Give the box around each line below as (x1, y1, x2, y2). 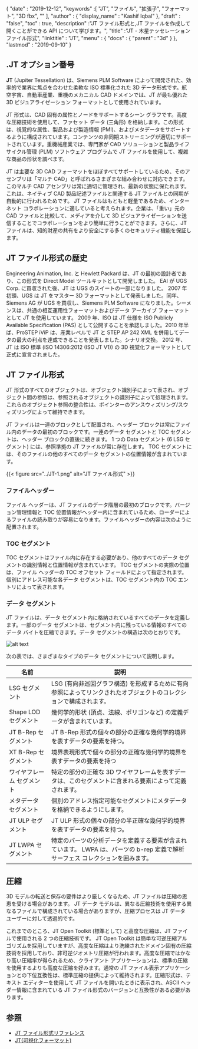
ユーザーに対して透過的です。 (6, 915, 78, 922)
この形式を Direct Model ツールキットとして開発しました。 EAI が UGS (16, 277, 187, 284)
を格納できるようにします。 (51, 806, 128, 814)
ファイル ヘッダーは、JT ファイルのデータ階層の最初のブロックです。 (6, 501, 175, 508)
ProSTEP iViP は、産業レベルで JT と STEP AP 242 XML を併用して (16, 329, 180, 336)
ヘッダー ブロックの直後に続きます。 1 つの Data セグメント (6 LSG (21, 436, 184, 443)
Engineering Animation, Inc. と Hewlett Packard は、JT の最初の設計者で (6, 270, 181, 277)
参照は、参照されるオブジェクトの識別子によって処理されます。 (37, 394, 192, 401)
